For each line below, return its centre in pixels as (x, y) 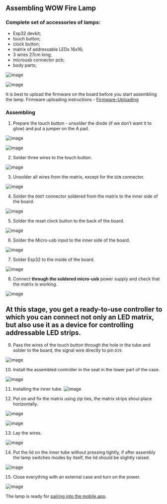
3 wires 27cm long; (32, 54)
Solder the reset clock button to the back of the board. (69, 221)
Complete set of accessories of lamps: (53, 22)
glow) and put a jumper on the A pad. (51, 128)
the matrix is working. (35, 284)
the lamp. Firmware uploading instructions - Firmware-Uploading (72, 99)
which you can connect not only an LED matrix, (80, 317)
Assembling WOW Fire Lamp (51, 8)
